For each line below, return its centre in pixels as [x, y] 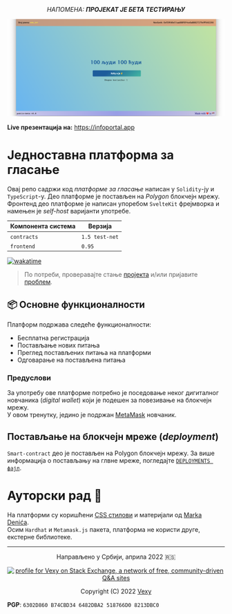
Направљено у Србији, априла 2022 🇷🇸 [116, 557]
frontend [23, 247]
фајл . [14, 468]
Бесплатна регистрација [53, 338]
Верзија [100, 227]
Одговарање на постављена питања [71, 360]
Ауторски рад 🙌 [55, 496]
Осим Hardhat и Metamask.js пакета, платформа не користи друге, [104, 530]
